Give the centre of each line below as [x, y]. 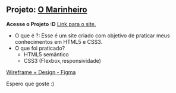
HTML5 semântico [46, 54]
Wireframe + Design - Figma [41, 72]
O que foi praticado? [40, 48]
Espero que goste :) [30, 84]
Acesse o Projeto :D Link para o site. [51, 24]
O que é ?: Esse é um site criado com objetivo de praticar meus [92, 36]
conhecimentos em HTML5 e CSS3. [59, 41]
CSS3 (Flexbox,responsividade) [62, 60]
